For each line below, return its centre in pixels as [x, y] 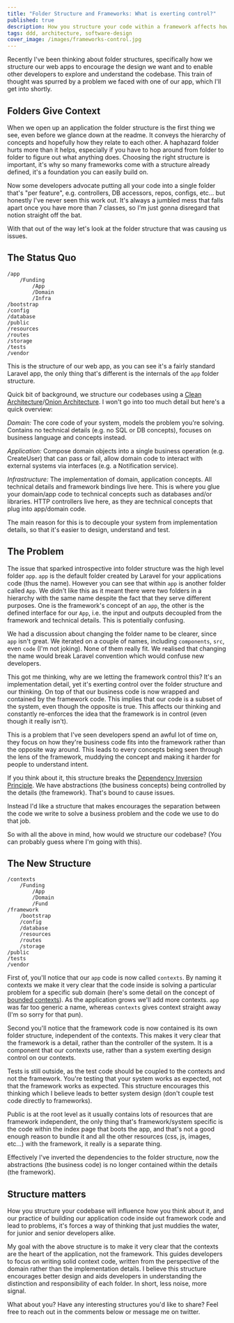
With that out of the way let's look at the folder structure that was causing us [117, 228]
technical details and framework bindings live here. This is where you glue [114, 486]
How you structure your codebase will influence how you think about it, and [116, 1211]
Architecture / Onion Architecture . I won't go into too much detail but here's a [116, 402]
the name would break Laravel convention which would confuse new [106, 656]
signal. [17, 1291]
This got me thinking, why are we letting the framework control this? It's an [114, 677]
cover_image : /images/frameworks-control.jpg [74, 40]
